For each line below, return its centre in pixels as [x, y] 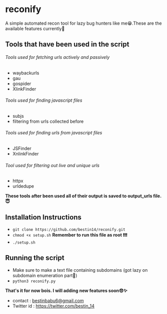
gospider [22, 84]
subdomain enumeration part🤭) [45, 275]
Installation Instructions [44, 217]
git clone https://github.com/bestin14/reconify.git [69, 229]
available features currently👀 [35, 28]
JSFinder [22, 148]
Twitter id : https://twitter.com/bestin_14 [53, 306]
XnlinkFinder [26, 153]
